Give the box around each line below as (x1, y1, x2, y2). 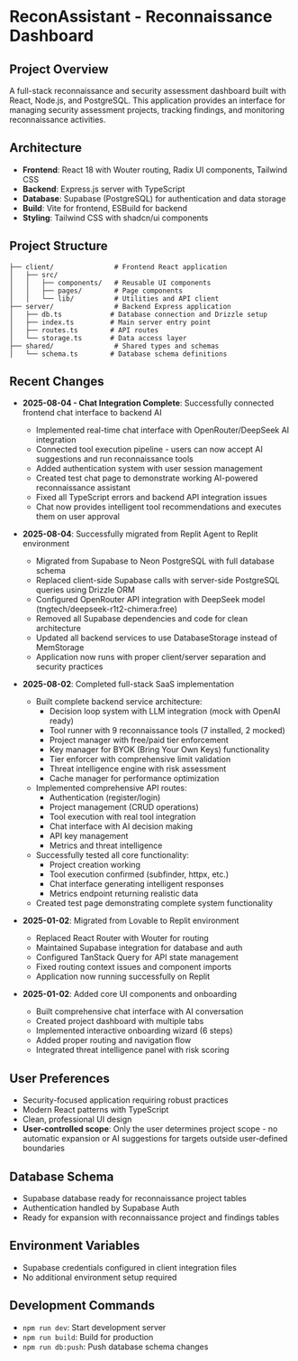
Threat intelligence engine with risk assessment (49, 763, 227, 774)
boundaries (22, 1142, 66, 1153)
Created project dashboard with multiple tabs (35, 1016, 204, 1027)
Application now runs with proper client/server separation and (35, 652, 266, 663)
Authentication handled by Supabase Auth (22, 1203, 180, 1214)
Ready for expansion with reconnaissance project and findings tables (22, 1212, 280, 1223)
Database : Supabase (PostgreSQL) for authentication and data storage (22, 192, 286, 204)
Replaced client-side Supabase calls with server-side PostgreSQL (35, 575, 280, 586)
